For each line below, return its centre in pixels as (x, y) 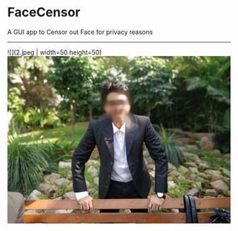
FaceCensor (44, 12)
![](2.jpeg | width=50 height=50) (55, 52)
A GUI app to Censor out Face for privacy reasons (80, 32)
